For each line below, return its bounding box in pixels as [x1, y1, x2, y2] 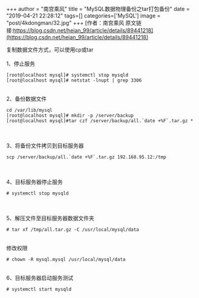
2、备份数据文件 [6, 96, 47, 102]
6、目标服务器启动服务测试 [6, 274, 74, 281]
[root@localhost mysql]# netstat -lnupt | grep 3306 [6, 77, 142, 83]
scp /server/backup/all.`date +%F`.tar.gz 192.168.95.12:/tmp [6, 154, 166, 160]
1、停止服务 [6, 60, 35, 67]
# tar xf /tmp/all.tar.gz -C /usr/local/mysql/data [6, 227, 139, 233]
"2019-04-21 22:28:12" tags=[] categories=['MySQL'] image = [6, 12, 161, 19]
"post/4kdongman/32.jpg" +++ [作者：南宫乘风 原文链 [6, 19, 142, 26]
